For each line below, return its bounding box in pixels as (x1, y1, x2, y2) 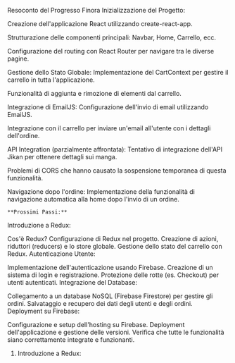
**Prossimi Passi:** (7, 209, 68, 216)
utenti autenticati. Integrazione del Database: (7, 278, 137, 286)
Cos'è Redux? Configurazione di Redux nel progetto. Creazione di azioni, (7, 235, 219, 242)
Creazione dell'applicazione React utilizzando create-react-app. (7, 20, 193, 27)
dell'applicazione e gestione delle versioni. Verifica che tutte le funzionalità (7, 328, 224, 336)
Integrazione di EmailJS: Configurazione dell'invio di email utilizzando (7, 103, 209, 111)
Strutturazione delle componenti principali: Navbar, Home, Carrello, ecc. (7, 33, 217, 42)
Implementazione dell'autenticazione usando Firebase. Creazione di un (7, 264, 213, 271)
